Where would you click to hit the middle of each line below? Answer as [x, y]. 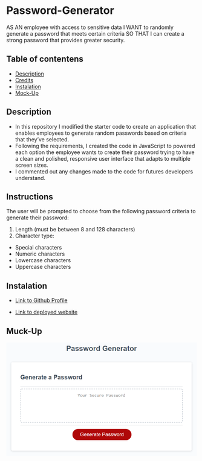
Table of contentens [45, 59]
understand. [30, 178]
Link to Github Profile [41, 300]
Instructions [30, 197]
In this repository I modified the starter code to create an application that [106, 126]
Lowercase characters [43, 260]
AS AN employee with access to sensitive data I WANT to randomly [90, 27]
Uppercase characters [43, 267]
